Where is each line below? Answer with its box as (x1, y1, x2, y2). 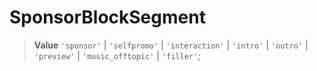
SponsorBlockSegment (9, 6, 206, 29)
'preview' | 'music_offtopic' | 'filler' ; (33, 49, 201, 61)
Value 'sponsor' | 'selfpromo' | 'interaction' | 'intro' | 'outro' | (33, 39, 309, 51)
